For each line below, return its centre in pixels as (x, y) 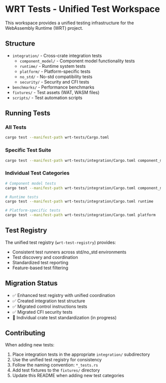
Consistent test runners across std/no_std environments (69, 252)
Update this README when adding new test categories (68, 376)
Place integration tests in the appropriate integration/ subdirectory (81, 354)
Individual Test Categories (38, 173)
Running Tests (28, 113)
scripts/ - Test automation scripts (47, 97)
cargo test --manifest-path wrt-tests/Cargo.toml (57, 138)
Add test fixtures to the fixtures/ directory (56, 370)
